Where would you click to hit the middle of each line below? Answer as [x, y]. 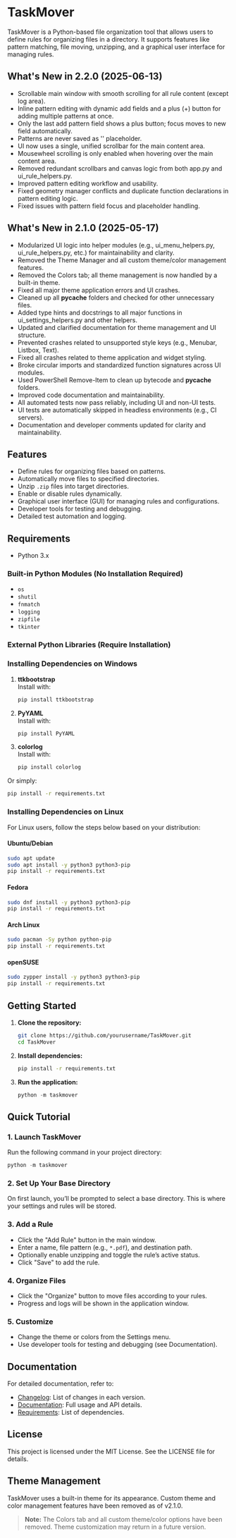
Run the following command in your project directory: [85, 1152]
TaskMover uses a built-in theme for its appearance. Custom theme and [112, 1498]
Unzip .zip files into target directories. [73, 487]
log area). [31, 101]
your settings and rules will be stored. [62, 1206]
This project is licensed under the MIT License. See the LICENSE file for [111, 1451]
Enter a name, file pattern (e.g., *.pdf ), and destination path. [105, 1247]
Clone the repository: [49, 1023]
